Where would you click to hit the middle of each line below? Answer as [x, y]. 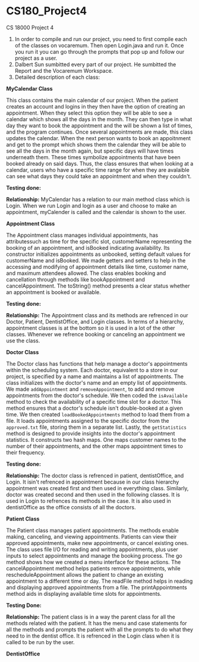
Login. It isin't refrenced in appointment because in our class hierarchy [93, 482]
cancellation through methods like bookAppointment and [76, 279]
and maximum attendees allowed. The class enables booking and [86, 273]
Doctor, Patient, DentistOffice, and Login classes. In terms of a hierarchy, [95, 321]
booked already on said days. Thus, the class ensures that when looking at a [100, 163]
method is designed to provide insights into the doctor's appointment [91, 433]
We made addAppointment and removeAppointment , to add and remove [90, 389]
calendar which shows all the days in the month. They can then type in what [99, 119]
